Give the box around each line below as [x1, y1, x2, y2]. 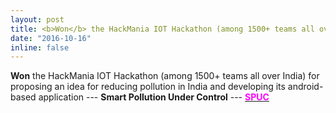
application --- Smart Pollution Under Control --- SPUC [38, 91, 270, 103]
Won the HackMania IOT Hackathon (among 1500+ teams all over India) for [10, 70, 320, 82]
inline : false [10, 42, 70, 53]
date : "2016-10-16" [10, 33, 92, 43]
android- [287, 81, 324, 93]
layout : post [10, 14, 65, 25]
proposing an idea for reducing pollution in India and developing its [10, 81, 286, 93]
